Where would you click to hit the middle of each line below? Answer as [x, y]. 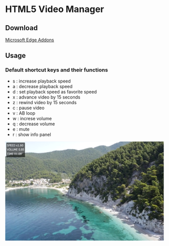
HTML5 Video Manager [55, 9]
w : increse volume [32, 118]
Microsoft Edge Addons [30, 40]
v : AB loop [24, 113]
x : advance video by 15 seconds [46, 97]
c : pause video [28, 108]
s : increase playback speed [42, 81]
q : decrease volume [34, 124]
